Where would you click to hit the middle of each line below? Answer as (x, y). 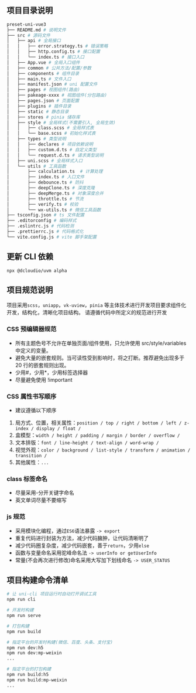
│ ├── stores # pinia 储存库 (44, 117)
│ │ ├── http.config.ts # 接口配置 (54, 52)
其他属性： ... (32, 463)
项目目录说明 (30, 11)
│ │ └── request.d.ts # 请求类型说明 (55, 155)
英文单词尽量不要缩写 (41, 500)
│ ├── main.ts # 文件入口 (39, 79)
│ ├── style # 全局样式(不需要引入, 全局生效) (61, 123)
